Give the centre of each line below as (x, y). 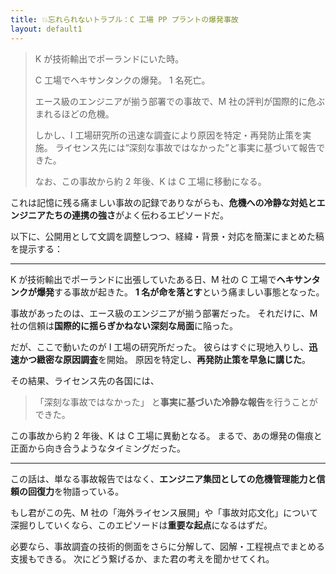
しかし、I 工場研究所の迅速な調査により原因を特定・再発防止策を (168, 135)
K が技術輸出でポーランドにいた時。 (109, 58)
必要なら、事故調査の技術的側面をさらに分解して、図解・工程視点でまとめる (167, 546)
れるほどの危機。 (79, 113)
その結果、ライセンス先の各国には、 (85, 380)
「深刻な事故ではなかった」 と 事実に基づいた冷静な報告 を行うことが (176, 402)
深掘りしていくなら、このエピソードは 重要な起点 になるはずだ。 (141, 525)
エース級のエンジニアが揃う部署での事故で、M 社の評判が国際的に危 (175, 101)
